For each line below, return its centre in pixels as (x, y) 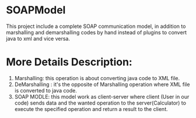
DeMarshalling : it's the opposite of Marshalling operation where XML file (102, 84)
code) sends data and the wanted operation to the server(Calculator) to (100, 103)
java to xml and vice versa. (38, 38)
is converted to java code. (45, 90)
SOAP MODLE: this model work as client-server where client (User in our (102, 96)
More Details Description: (69, 62)
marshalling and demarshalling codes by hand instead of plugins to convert (97, 32)
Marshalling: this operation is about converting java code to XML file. (97, 78)
